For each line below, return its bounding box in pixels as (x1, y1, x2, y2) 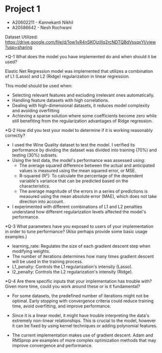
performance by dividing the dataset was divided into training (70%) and (12, 147, 157, 153)
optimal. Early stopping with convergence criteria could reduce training (12, 298, 154, 304)
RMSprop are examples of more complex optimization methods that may (12, 337, 156, 343)
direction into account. (19, 198, 64, 204)
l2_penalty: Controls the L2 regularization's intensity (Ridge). (12, 269, 133, 274)
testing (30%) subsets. (12, 152, 58, 158)
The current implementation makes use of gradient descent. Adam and (12, 332, 153, 338)
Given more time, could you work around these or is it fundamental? (5, 283, 140, 289)
